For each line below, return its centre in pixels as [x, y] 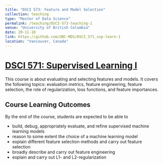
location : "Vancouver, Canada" [37, 41]
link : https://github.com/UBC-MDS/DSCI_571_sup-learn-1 [63, 37]
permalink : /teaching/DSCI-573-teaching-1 [49, 23]
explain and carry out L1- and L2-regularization [59, 157]
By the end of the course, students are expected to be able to [67, 116]
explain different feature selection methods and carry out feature [77, 142]
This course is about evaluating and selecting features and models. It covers [81, 79]
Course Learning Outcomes [48, 105]
